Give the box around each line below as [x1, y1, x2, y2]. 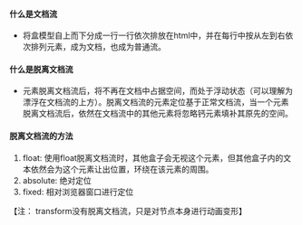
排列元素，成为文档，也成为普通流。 [30, 42, 166, 52]
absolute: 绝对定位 [22, 174, 93, 185]
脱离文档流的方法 [9, 131, 73, 141]
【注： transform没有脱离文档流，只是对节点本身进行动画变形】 [9, 205, 248, 216]
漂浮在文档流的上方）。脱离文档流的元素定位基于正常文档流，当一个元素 [22, 97, 289, 108]
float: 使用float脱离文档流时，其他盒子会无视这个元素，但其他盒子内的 [22, 152, 284, 163]
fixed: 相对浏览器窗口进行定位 [22, 186, 134, 197]
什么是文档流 [9, 8, 57, 19]
